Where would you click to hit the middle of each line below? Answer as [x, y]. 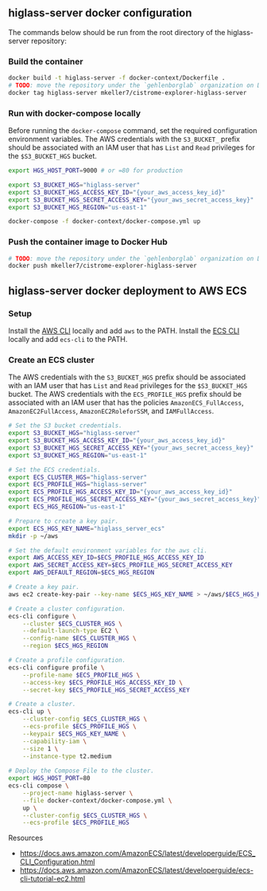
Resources [26, 838]
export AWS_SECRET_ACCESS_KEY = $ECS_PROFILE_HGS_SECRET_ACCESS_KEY [120, 565]
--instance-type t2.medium [67, 756]
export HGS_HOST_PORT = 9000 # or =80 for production [95, 171]
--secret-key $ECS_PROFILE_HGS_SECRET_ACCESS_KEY [106, 690]
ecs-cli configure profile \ [56, 667]
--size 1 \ [41, 748]
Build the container [46, 61]
